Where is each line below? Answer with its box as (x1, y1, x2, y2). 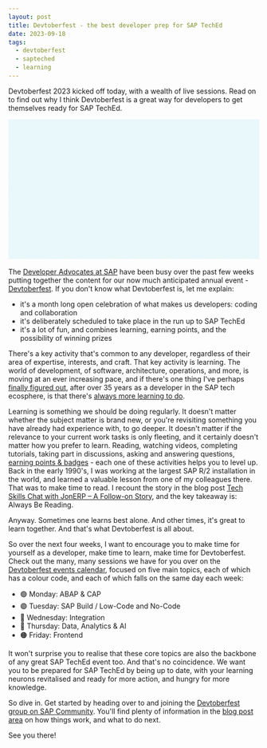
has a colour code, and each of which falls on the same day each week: (8, 573, 244, 583)
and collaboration (19, 307, 78, 317)
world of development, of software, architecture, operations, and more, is (8, 366, 249, 375)
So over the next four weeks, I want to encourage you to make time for (8, 539, 240, 548)
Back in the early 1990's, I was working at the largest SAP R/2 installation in (8, 465, 256, 475)
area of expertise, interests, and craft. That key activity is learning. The (8, 357, 241, 366)
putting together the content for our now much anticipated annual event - (8, 275, 249, 285)
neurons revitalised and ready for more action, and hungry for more (8, 674, 230, 683)
